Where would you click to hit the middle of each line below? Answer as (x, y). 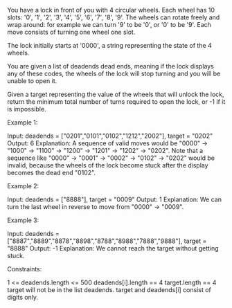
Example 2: (23, 186)
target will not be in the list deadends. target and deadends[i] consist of (109, 290)
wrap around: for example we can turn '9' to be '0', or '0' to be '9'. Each (109, 25)
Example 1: (23, 123)
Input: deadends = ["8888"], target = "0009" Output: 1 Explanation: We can (114, 199)
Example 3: (23, 220)
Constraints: (25, 269)
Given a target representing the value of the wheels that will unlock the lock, (116, 94)
